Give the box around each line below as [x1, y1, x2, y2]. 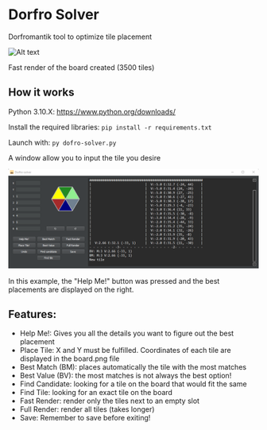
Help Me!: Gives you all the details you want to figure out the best [19, 328, 234, 339]
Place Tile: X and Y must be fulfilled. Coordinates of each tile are [19, 346, 232, 355]
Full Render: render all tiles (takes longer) [19, 405, 155, 414]
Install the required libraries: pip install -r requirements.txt [8, 122, 212, 132]
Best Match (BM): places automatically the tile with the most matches [19, 362, 247, 372]
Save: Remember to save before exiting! [19, 413, 151, 423]
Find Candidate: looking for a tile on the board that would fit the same [19, 379, 248, 389]
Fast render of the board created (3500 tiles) [8, 62, 155, 72]
